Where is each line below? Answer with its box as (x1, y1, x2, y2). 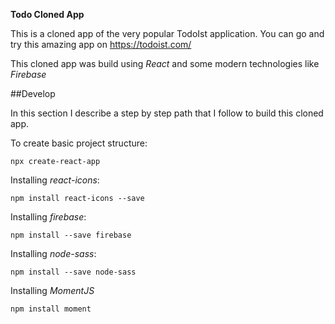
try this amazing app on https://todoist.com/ (10, 39, 192, 50)
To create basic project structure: (10, 137, 148, 149)
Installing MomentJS (10, 285, 95, 296)
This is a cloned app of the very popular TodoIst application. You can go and (10, 28, 325, 39)
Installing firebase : (10, 211, 87, 223)
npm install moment (10, 304, 92, 314)
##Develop (10, 88, 56, 99)
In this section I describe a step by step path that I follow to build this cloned (10, 107, 324, 119)
